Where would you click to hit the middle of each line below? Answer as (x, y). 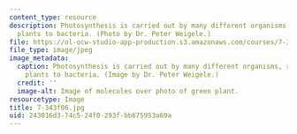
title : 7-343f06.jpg (47, 108)
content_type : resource (53, 17)
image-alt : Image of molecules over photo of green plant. (128, 91)
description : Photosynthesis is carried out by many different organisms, (150, 26)
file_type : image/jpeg (51, 50)
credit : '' (37, 83)
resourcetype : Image (47, 99)
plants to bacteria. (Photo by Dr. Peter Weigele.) (114, 33)
